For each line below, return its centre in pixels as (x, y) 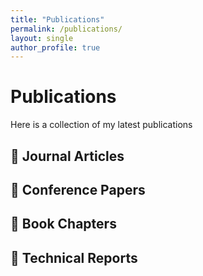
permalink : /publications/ (66, 29)
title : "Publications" (57, 19)
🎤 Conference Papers (78, 189)
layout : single (42, 38)
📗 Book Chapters (63, 224)
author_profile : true (55, 47)
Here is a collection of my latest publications (101, 125)
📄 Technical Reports (74, 257)
